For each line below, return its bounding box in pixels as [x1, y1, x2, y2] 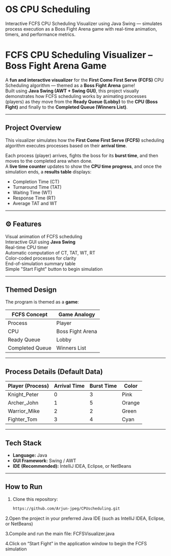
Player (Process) [8, 383, 49, 390]
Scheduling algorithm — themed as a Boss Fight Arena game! [5, 82, 135, 88]
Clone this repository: [12, 496, 58, 502]
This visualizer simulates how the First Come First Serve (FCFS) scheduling [5, 137, 164, 143]
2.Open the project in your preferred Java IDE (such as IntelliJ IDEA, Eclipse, [5, 515, 165, 521]
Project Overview [5, 123, 62, 132]
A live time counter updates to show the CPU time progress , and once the [5, 163, 162, 169]
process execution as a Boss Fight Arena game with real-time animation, [5, 26, 157, 32]
